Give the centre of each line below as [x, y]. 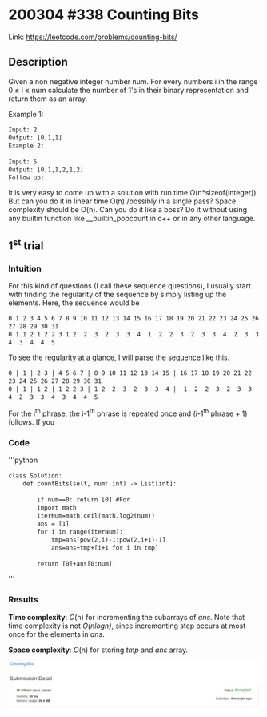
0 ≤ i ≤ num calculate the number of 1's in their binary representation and [129, 90]
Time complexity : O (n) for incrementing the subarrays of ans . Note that [127, 617]
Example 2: [26, 146]
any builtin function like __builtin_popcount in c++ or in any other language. [132, 218]
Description [38, 62]
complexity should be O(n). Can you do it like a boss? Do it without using [128, 209]
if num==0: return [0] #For [84, 500]
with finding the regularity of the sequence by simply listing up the [118, 295]
